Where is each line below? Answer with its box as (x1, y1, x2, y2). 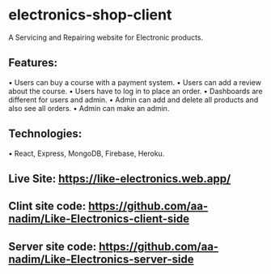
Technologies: (8, 127, 83, 141)
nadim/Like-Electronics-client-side (8, 212, 190, 226)
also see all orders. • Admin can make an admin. (8, 103, 170, 113)
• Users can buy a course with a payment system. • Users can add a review (8, 77, 261, 87)
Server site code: (8, 239, 97, 253)
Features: (8, 56, 58, 70)
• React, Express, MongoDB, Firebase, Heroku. (8, 148, 165, 158)
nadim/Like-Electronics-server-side (8, 252, 194, 266)
